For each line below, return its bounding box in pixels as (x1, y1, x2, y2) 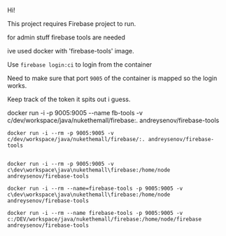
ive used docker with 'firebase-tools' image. (7, 47, 134, 55)
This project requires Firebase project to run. (7, 20, 136, 27)
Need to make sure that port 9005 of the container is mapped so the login (7, 74, 218, 82)
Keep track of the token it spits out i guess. (7, 95, 131, 103)
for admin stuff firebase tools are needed (7, 33, 126, 41)
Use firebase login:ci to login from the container (7, 60, 153, 69)
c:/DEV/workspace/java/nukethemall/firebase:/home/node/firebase (7, 216, 202, 223)
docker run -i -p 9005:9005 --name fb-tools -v (7, 109, 143, 117)
